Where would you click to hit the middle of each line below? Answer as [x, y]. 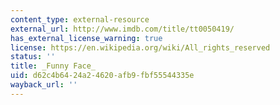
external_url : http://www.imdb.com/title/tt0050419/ [122, 29]
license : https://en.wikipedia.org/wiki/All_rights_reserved [140, 47]
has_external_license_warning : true [86, 38]
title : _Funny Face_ [53, 66]
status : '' [33, 57]
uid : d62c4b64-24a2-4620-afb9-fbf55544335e [102, 76]
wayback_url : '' [44, 85]
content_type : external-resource [80, 19]
